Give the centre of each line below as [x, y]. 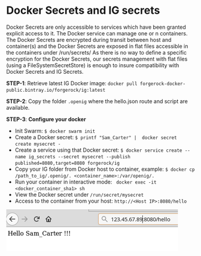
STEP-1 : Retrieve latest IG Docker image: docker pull [72, 83]
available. [18, 107]
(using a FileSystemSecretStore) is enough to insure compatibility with [93, 65]
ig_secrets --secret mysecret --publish [79, 156]
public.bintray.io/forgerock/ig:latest [56, 90]
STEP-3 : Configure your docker [46, 119]
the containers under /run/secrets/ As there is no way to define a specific [97, 52]
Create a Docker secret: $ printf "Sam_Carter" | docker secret [96, 137]
